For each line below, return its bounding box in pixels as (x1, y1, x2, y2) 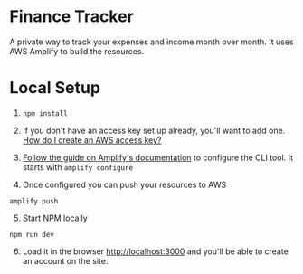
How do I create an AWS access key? (22, 134, 162, 146)
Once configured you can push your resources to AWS (22, 179, 227, 190)
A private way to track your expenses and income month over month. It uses (9, 36, 294, 47)
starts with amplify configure (22, 161, 134, 173)
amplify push (9, 196, 59, 205)
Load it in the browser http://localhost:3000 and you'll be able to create (22, 246, 289, 257)
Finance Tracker (9, 6, 134, 27)
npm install (22, 109, 68, 118)
